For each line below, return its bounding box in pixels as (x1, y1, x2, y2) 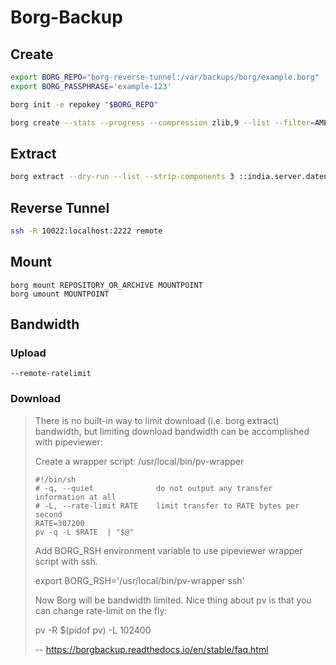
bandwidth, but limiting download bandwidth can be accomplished (34, 425, 310, 437)
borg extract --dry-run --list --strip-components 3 (10, 172, 235, 182)
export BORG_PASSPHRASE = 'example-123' (10, 81, 172, 91)
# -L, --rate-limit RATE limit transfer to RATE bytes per (34, 501, 300, 511)
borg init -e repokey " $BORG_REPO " (10, 99, 159, 110)
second (34, 509, 63, 520)
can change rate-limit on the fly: (34, 604, 168, 616)
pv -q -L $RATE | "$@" (34, 527, 135, 537)
